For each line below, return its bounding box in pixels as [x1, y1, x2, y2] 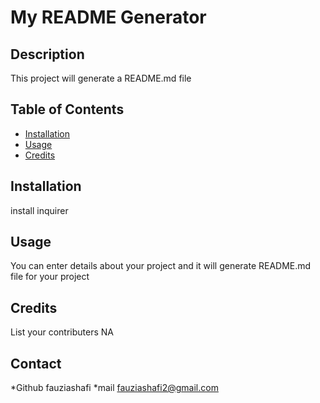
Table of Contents [10, 101, 125, 118]
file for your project [10, 271, 90, 283]
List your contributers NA [10, 326, 114, 338]
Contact [10, 355, 62, 372]
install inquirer [10, 204, 69, 216]
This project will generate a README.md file [10, 72, 192, 84]
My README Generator [10, 6, 207, 29]
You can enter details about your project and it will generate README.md [10, 260, 312, 272]
